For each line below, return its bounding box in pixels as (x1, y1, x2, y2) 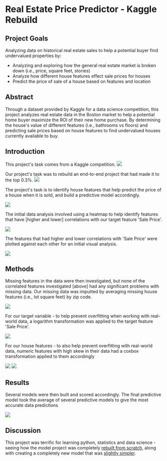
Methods (5, 265, 34, 274)
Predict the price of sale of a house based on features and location (12, 79, 151, 84)
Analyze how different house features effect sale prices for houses (12, 73, 150, 79)
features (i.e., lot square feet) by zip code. (5, 294, 92, 300)
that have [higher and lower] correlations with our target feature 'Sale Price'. (5, 216, 162, 222)
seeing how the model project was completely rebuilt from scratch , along (5, 445, 156, 451)
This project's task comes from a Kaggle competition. (5, 161, 116, 167)
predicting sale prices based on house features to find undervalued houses (5, 127, 160, 133)
